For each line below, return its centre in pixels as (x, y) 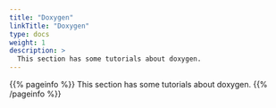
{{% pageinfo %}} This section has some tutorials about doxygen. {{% (138, 84)
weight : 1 (28, 42)
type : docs (29, 34)
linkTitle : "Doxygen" (50, 26)
